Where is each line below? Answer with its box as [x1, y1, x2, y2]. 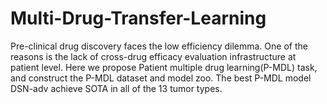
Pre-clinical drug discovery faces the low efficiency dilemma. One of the [10, 40, 308, 52]
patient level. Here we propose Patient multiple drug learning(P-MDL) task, [10, 61, 318, 73]
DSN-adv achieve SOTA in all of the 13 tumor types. [10, 82, 223, 94]
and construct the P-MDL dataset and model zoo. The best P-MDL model [10, 72, 312, 84]
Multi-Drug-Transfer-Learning [10, 7, 267, 30]
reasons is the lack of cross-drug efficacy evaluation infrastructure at [10, 50, 297, 62]
